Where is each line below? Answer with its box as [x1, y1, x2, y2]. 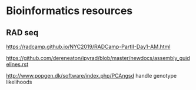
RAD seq [6, 28, 39, 38]
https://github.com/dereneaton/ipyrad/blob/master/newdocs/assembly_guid [6, 55, 190, 61]
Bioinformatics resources [6, 4, 133, 18]
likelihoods [6, 78, 32, 85]
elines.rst [6, 61, 29, 68]
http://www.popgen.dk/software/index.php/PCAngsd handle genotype [6, 72, 177, 79]
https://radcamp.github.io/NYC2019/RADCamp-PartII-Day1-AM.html [6, 43, 171, 50]
